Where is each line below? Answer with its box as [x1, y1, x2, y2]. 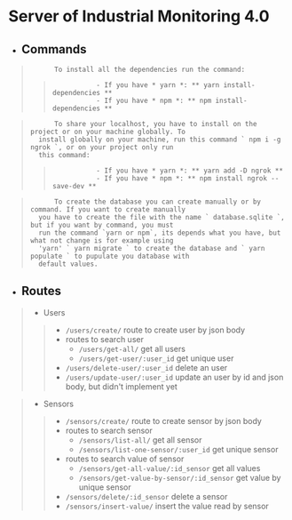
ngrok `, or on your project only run [29, 143, 174, 152]
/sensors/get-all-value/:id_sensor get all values [78, 462, 261, 473]
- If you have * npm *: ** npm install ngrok [96, 174, 268, 183]
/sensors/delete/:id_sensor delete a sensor [65, 491, 228, 501]
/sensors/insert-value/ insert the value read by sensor [65, 500, 270, 511]
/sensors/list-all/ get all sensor [78, 434, 202, 445]
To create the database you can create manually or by [53, 197, 262, 206]
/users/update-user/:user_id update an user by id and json [65, 372, 284, 382]
